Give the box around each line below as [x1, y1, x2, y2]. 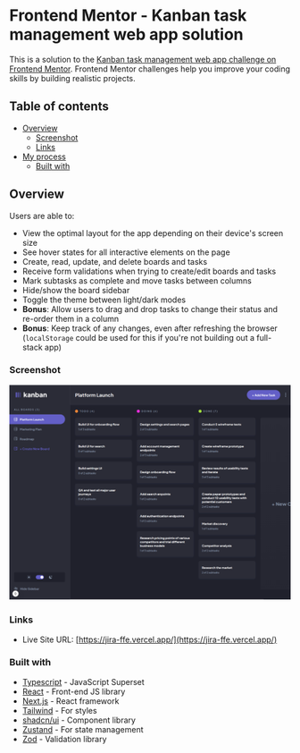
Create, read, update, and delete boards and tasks [21, 256, 208, 267]
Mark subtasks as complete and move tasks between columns [21, 275, 252, 286]
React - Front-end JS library [21, 686, 126, 697]
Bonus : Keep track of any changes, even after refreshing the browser [21, 323, 279, 334]
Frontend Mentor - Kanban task [9, 5, 247, 26]
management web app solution [9, 24, 244, 45]
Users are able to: [9, 210, 75, 221]
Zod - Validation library [21, 733, 107, 744]
